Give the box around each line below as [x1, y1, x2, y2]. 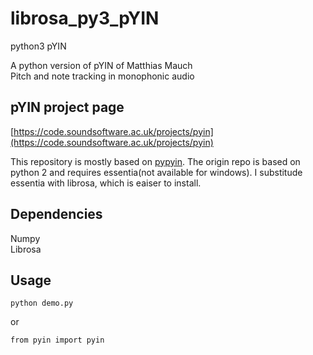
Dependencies [10, 206, 103, 223]
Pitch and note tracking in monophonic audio [10, 70, 195, 82]
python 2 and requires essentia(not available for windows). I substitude [10, 166, 303, 178]
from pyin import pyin [10, 335, 105, 346]
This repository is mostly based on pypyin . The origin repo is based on [10, 155, 301, 167]
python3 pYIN [10, 40, 67, 52]
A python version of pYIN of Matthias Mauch [10, 59, 193, 71]
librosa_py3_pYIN [10, 7, 160, 30]
